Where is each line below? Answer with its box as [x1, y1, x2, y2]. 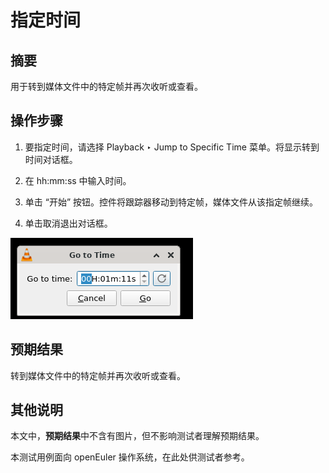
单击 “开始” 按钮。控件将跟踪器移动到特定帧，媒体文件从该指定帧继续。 [24, 196, 319, 208]
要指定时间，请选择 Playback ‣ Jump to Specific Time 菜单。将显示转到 [24, 141, 320, 153]
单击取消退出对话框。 [24, 217, 113, 229]
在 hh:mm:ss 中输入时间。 [24, 174, 132, 186]
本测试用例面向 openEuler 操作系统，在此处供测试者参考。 [10, 451, 250, 463]
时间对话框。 [24, 153, 78, 165]
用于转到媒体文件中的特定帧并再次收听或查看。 [10, 81, 203, 92]
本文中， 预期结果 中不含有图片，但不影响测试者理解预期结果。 [10, 430, 265, 442]
